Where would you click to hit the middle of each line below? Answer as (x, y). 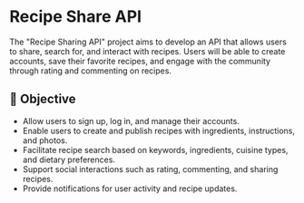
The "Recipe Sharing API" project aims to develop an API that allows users (148, 42)
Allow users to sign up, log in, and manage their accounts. (131, 121)
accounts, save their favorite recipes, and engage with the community (140, 61)
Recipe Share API (76, 17)
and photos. (45, 140)
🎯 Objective (43, 99)
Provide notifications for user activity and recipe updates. (130, 188)
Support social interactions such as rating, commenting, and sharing (150, 169)
